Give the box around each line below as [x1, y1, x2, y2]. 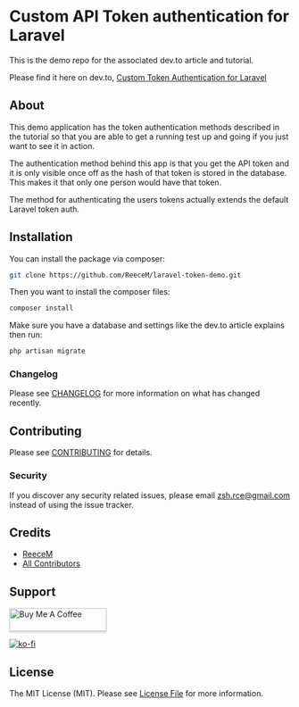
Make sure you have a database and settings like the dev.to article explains [9, 320, 286, 331]
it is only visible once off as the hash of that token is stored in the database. [9, 167, 287, 178]
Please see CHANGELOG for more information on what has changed [9, 388, 261, 399]
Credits [9, 525, 52, 540]
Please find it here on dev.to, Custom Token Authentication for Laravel [9, 71, 267, 82]
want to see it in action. [9, 140, 96, 151]
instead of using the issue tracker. [9, 499, 134, 510]
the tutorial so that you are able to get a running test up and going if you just [9, 131, 289, 142]
